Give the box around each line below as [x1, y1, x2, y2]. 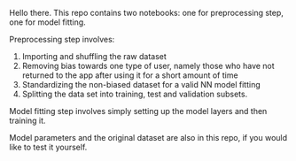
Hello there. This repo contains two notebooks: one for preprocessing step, [9, 8, 284, 18]
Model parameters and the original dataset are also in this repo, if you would [9, 133, 288, 142]
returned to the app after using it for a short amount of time [21, 70, 238, 80]
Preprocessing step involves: [9, 34, 115, 44]
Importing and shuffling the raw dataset [21, 51, 167, 61]
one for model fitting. [9, 17, 86, 27]
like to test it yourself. [9, 142, 88, 152]
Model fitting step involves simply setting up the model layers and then [9, 106, 268, 116]
